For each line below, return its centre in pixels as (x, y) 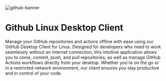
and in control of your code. (34, 73)
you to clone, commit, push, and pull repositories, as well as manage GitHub (83, 57)
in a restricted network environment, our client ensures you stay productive (82, 68)
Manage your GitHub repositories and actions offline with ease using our (80, 41)
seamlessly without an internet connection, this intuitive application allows (81, 52)
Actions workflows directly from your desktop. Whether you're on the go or (82, 63)
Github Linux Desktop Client (64, 28)
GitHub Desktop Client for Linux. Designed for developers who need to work (83, 47)
